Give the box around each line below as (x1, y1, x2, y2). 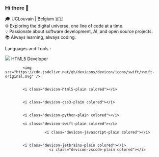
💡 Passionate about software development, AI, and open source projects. (5, 29, 153, 34)
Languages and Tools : (5, 46, 51, 52)
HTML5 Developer (11, 56, 48, 62)
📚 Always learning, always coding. (5, 34, 76, 40)
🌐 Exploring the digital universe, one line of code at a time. (5, 23, 124, 29)
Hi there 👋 (5, 4, 29, 11)
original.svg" (5, 74, 34, 79)
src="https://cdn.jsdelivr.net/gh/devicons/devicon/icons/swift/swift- (5, 70, 155, 75)
